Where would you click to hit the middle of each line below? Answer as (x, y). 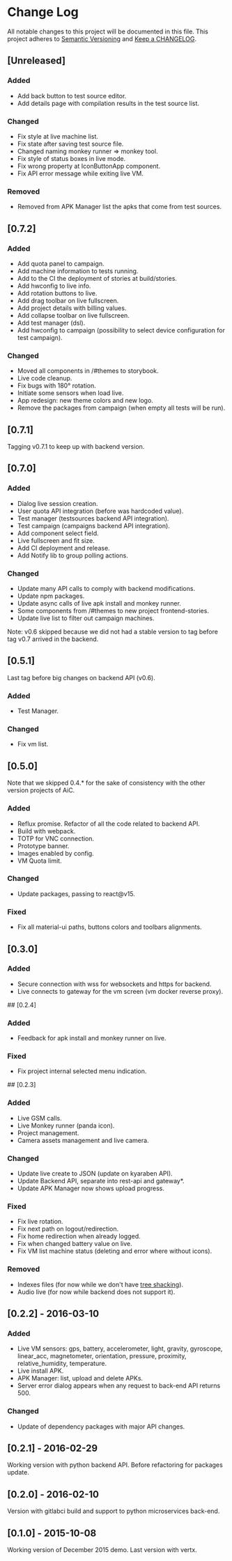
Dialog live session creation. (58, 503)
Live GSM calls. (40, 1118)
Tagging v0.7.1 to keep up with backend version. (76, 447)
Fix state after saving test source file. (70, 144)
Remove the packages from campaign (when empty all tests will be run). (121, 408)
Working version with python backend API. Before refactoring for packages (115, 1465)
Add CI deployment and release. (63, 548)
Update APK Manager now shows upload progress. (91, 1188)
